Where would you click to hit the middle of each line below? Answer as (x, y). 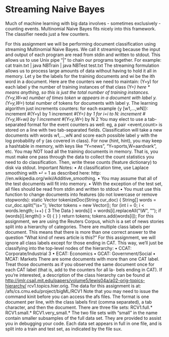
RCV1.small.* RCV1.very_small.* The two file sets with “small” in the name (81, 313)
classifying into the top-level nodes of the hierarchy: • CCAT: (69, 248)
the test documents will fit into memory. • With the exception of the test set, (84, 184)
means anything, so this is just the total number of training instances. (77, 92)
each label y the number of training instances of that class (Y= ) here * (78, 87)
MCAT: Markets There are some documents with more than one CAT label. (82, 259)
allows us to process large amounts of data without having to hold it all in (81, 71)
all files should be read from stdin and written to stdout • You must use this (83, 189)
